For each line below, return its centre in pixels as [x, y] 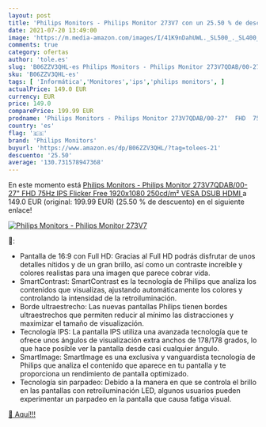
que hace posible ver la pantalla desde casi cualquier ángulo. [120, 349]
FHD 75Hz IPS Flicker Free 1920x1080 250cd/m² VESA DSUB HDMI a [134, 194]
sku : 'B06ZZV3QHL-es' [44, 74]
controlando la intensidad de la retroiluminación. [98, 298]
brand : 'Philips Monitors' [53, 140]
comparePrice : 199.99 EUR [51, 111]
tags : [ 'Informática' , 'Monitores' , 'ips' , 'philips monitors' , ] [116, 81]
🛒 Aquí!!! [22, 414]
